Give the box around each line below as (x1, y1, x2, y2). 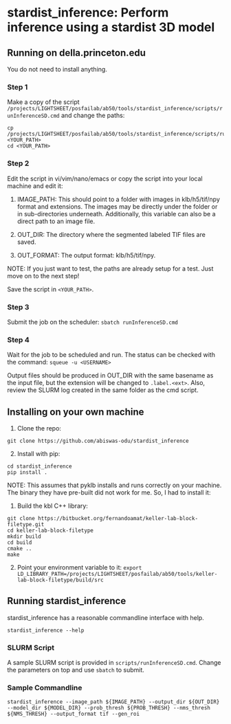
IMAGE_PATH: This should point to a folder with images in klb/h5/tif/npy (16, 195, 220, 203)
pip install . (7, 469, 48, 476)
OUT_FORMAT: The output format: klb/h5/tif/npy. (16, 251, 156, 259)
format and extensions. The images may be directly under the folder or (16, 202, 218, 211)
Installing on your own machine (7, 406, 144, 417)
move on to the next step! (7, 271, 80, 280)
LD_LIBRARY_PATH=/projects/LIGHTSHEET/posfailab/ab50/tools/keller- (16, 570, 218, 577)
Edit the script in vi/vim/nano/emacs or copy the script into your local (7, 174, 203, 183)
